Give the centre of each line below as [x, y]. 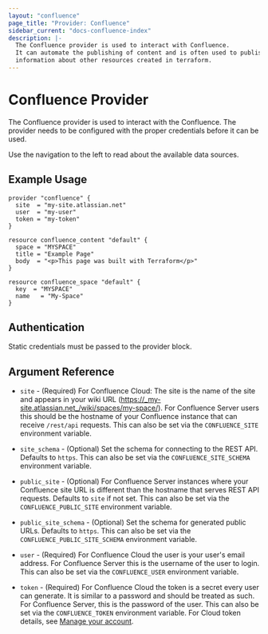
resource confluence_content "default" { [78, 240]
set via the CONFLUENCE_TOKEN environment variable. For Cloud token [130, 613]
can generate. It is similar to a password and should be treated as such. [137, 596]
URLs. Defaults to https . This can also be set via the [105, 531]
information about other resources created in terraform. [114, 61]
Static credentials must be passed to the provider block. [100, 347]
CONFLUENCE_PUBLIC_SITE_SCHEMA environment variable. [108, 540]
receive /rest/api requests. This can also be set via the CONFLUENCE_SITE [139, 425]
